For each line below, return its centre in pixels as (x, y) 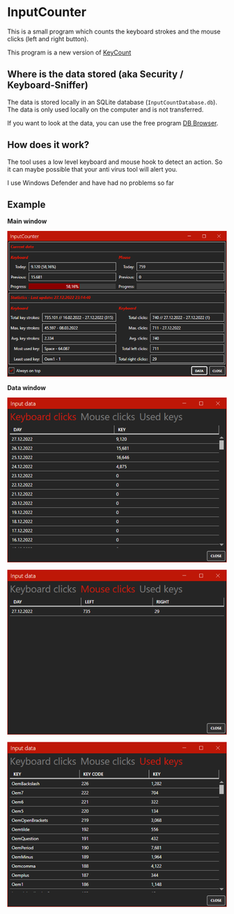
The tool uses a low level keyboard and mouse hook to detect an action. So (115, 162)
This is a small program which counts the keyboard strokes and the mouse (114, 31)
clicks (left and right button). (48, 38)
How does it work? (48, 145)
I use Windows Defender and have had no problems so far (91, 183)
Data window (27, 387)
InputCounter (47, 12)
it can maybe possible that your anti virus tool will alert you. (92, 169)
